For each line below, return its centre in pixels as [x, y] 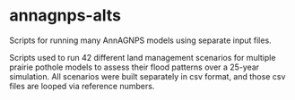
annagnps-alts [65, 16]
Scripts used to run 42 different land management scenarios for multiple [143, 57]
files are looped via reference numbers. [82, 86]
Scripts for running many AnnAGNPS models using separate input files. [140, 40]
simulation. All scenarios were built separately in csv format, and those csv [147, 76]
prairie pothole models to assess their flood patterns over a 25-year [134, 67]
